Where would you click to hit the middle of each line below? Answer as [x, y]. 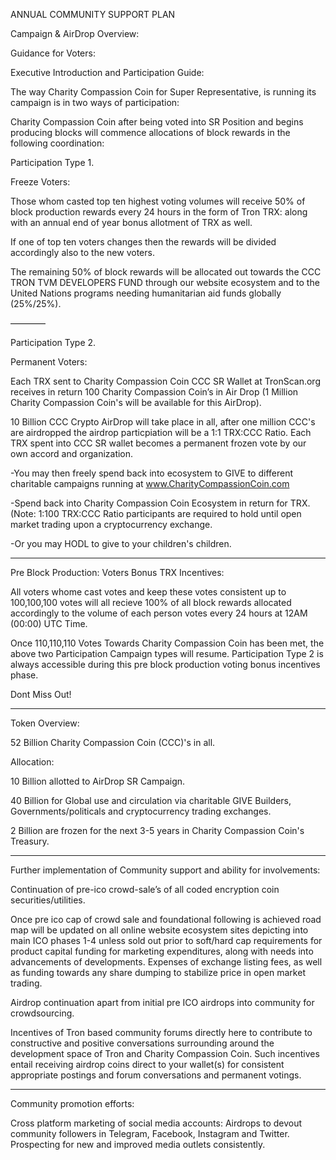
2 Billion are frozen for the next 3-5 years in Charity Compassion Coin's [157, 830]
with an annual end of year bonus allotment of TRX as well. [131, 222]
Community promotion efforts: [72, 1103]
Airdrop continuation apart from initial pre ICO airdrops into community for [162, 1002]
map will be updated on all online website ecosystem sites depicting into [159, 930]
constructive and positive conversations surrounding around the [142, 1043]
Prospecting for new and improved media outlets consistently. [138, 1144]
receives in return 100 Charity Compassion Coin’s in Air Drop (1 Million [154, 392]
